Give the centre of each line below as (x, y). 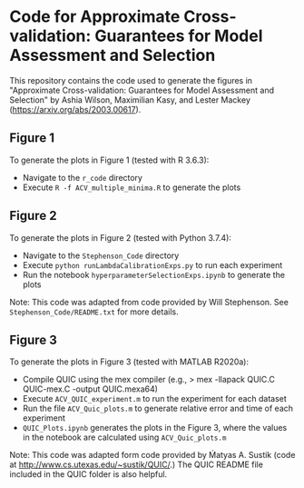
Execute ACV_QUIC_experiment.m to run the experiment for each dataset (155, 399)
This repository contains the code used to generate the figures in (131, 80)
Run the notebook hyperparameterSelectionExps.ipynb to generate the (154, 274)
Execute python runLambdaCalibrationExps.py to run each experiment (152, 264)
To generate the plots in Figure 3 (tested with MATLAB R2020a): (129, 362)
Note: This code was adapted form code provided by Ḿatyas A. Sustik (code (152, 455)
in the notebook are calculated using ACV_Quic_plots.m (124, 437)
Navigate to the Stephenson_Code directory (101, 255)
